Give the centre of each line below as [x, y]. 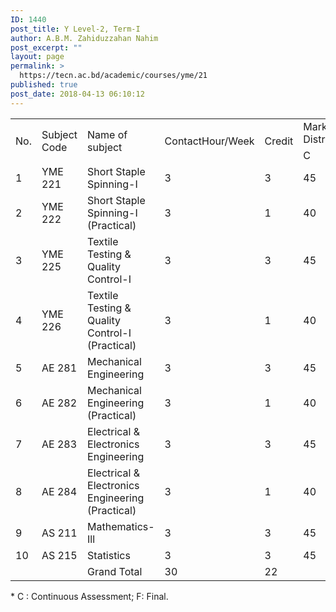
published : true [44, 85]
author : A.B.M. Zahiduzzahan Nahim [84, 38]
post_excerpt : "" [46, 47]
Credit [279, 141]
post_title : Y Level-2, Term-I [75, 29]
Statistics [109, 555]
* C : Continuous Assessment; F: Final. [89, 596]
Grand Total [115, 571]
